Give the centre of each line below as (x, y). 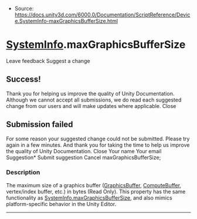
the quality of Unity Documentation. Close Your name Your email (84, 151)
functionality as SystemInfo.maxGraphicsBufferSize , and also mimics (89, 198)
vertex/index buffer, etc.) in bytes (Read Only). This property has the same (96, 191)
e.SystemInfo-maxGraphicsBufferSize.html (66, 21)
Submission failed (40, 125)
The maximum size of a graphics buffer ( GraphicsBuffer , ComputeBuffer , (94, 185)
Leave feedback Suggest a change (48, 60)
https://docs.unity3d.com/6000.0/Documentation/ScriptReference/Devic (102, 15)
